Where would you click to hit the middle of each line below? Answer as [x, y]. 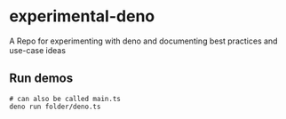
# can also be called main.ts [65, 99]
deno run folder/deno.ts [55, 107]
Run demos [41, 79]
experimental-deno [82, 16]
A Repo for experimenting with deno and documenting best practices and [143, 41]
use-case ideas [38, 50]
